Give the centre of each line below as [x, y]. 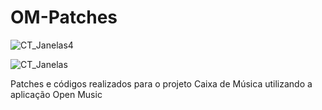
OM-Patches [64, 17]
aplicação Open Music [56, 94]
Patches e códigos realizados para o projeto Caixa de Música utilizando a [161, 83]
